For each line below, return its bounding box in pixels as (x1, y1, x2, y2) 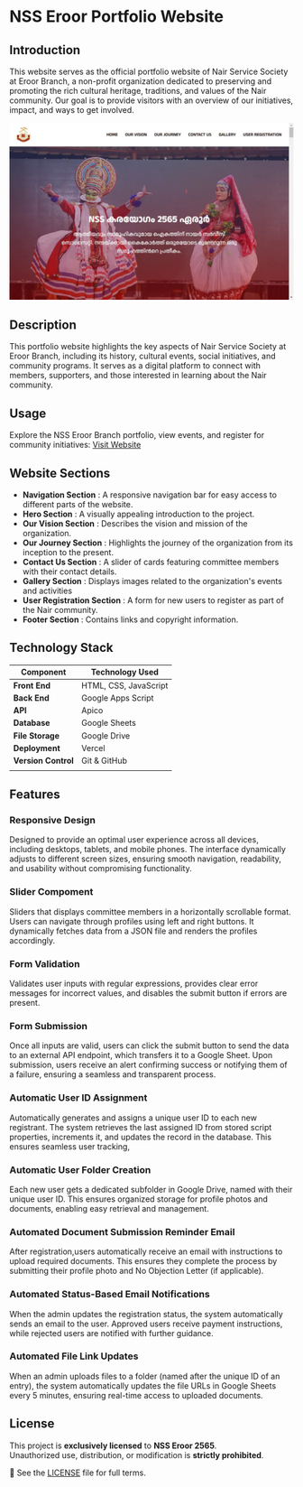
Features (9, 787, 60, 803)
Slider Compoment (9, 886, 94, 898)
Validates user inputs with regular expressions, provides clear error (9, 978, 259, 990)
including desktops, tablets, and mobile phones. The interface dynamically (9, 844, 286, 855)
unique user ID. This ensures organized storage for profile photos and (9, 1194, 269, 1204)
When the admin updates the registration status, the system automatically (9, 1308, 284, 1319)
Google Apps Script (80, 692, 154, 703)
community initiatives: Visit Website (9, 440, 142, 451)
